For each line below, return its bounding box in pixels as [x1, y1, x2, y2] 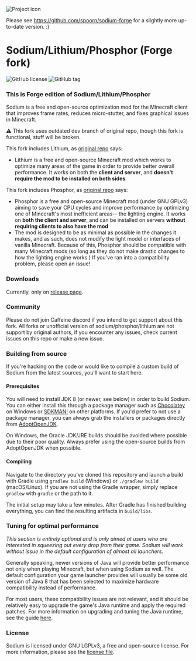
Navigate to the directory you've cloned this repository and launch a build [6, 471, 183, 478]
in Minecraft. [6, 116, 37, 123]
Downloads [6, 275, 39, 283]
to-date [6, 23, 25, 30]
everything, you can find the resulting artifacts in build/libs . [6, 507, 153, 514]
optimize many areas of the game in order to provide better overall [14, 163, 175, 170]
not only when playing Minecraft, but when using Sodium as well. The [6, 565, 174, 572]
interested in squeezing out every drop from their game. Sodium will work [6, 541, 183, 548]
